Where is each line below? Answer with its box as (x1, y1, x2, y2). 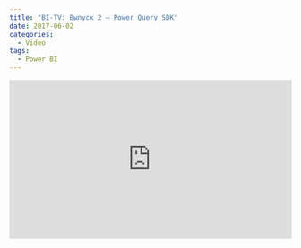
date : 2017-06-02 (9, 21, 74, 30)
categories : (9, 30, 54, 38)
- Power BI (17, 55, 58, 64)
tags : (9, 47, 30, 56)
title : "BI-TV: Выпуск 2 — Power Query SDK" (9, 13, 178, 22)
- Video (17, 38, 47, 47)
